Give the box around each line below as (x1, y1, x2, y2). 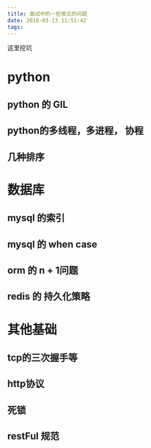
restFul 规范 (7, 430, 60, 442)
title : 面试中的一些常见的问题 (7, 10, 87, 18)
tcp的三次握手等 (7, 352, 78, 364)
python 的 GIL (7, 98, 68, 110)
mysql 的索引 (7, 212, 66, 224)
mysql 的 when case (7, 238, 97, 250)
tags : (7, 23, 23, 30)
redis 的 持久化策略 (7, 291, 90, 303)
